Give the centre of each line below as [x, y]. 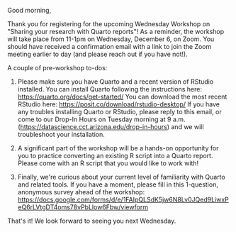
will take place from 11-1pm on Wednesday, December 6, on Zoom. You [111, 39]
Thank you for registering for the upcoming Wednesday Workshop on [109, 24]
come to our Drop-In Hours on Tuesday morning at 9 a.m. [101, 119]
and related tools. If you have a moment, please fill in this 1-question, [118, 184]
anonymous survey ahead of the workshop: [81, 192]
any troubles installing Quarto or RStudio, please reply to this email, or [119, 112]
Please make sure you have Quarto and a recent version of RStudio [116, 82]
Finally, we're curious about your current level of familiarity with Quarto [121, 177]
